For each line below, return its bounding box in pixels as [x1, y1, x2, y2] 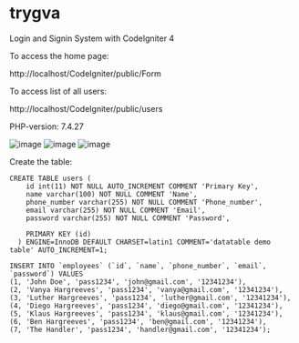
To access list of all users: [9, 86, 108, 96]
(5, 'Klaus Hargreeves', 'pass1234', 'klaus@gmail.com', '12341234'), [9, 308, 284, 318]
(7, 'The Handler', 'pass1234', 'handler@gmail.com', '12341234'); [9, 325, 272, 334]
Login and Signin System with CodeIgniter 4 [9, 33, 175, 44]
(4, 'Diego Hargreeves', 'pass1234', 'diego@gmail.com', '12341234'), [9, 301, 284, 310]
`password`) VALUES [9, 269, 84, 278]
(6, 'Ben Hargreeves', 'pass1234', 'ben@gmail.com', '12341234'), [9, 317, 267, 326]
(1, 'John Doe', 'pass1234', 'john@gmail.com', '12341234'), [9, 277, 247, 287]
